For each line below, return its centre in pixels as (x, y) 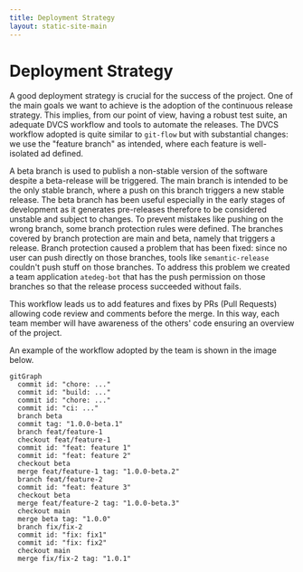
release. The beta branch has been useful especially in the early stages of (147, 200)
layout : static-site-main (58, 26)
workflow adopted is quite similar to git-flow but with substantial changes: (149, 134)
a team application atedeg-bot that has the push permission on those (137, 277)
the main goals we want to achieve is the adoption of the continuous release (151, 106)
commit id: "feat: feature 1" (74, 448)
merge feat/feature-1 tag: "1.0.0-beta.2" (99, 472)
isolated (24, 154)
